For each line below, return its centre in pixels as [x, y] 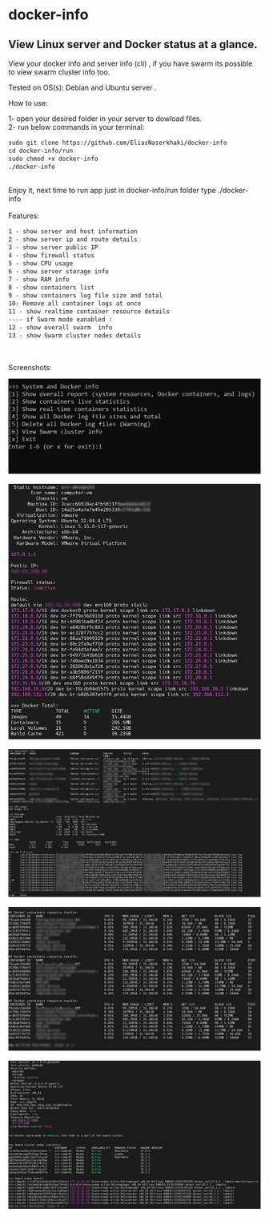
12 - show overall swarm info [60, 328]
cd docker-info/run [41, 151]
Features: [24, 216]
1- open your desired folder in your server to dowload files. [105, 119]
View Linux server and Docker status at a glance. [133, 44]
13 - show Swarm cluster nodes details [75, 336]
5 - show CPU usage [41, 264]
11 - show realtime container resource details [89, 312]
